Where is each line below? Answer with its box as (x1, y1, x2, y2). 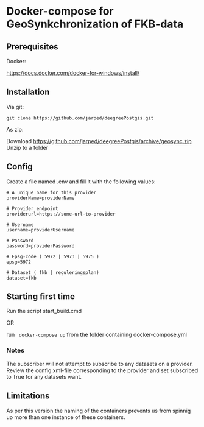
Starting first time (6, 291, 75, 302)
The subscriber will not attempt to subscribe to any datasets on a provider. (6, 360, 194, 367)
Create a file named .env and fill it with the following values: (6, 178, 157, 185)
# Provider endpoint (6, 205, 59, 211)
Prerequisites (6, 41, 58, 52)
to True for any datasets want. (6, 373, 82, 380)
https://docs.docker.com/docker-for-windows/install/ (6, 69, 140, 77)
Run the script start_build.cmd (6, 308, 82, 315)
